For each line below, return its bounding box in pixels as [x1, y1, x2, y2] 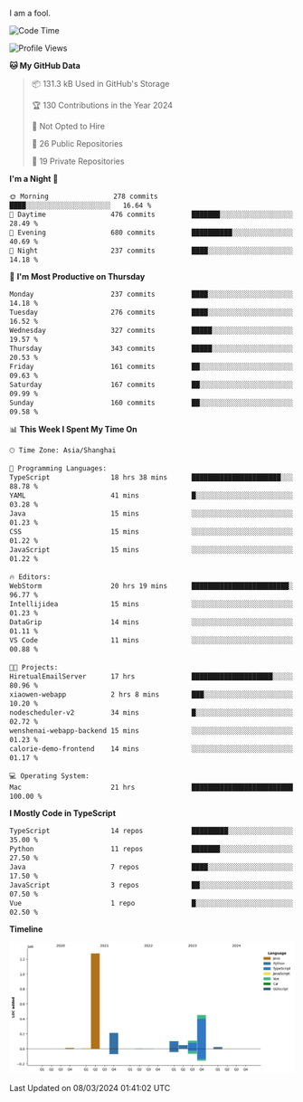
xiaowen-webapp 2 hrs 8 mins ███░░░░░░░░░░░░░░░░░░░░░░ [9, 690, 294, 699]
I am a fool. [9, 8, 52, 18]
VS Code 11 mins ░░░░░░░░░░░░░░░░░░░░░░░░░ [9, 636, 294, 645]
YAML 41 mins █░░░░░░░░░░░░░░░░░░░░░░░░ [9, 491, 294, 500]
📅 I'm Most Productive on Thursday [9, 271, 146, 281]
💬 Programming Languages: [9, 464, 107, 473]
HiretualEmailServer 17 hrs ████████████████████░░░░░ [9, 672, 294, 681]
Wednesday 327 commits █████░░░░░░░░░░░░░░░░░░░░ [9, 326, 294, 335]
